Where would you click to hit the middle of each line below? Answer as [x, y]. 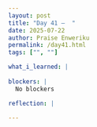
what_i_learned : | [38, 67]
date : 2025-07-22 [37, 30]
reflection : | [32, 103]
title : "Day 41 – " [42, 23]
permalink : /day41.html [47, 45]
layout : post [30, 15]
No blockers [35, 89]
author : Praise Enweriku [49, 38]
